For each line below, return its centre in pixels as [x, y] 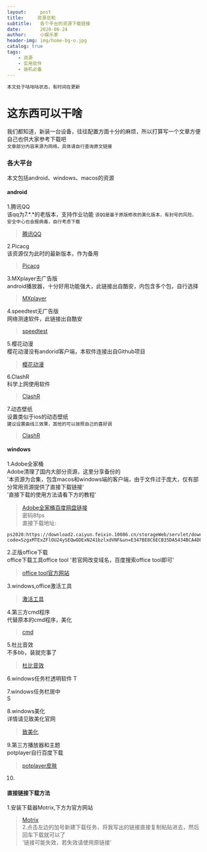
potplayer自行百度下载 [35, 752]
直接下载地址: [39, 523]
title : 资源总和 [31, 18]
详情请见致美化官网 [31, 719]
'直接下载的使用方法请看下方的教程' [52, 494]
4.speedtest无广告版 [33, 311]
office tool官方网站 [46, 573]
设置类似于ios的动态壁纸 [38, 416]
